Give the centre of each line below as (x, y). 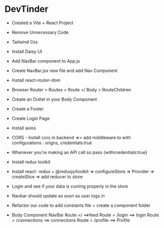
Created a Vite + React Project (42, 23)
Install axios (24, 128)
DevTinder (27, 9)
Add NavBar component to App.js (46, 61)
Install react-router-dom (36, 80)
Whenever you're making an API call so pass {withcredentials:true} (80, 152)
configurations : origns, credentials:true (52, 143)
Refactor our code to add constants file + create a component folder (81, 205)
